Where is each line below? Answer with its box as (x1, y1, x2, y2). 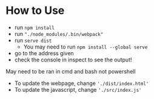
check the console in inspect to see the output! (14, 56, 132, 63)
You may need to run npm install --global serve (23, 43, 148, 50)
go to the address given (14, 49, 74, 56)
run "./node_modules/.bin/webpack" (14, 30, 104, 37)
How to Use (5, 4, 65, 18)
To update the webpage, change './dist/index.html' (14, 80, 149, 87)
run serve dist (14, 36, 52, 44)
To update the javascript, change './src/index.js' (14, 86, 142, 93)
